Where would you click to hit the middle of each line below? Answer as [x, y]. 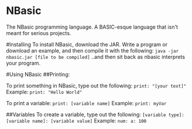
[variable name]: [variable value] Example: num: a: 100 [76, 120]
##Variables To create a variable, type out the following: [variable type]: [95, 114]
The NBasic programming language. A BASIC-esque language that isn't [92, 27]
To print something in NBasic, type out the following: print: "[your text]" [96, 85]
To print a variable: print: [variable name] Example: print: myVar [86, 103]
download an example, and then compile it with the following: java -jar [92, 50]
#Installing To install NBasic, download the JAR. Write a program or [87, 44]
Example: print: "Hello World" [44, 92]
